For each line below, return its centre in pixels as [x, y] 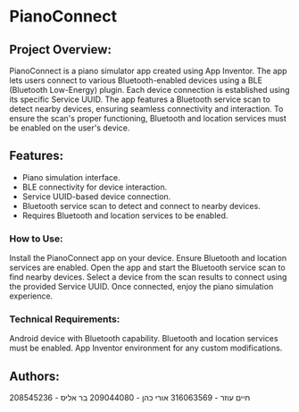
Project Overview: [60, 50]
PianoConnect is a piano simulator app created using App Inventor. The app [148, 71]
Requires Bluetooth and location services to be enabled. [125, 215]
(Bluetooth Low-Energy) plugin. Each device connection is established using [149, 90]
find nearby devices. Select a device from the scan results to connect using [148, 277]
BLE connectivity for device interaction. [95, 187]
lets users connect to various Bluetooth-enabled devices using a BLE [136, 80]
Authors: [34, 376]
